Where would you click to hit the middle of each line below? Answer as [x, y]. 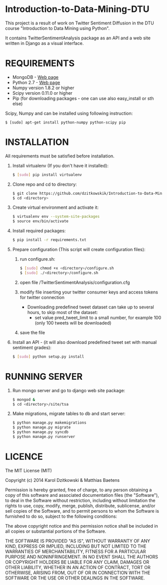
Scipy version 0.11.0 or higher [42, 93]
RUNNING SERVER [44, 376]
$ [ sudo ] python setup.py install [48, 357]
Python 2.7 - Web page [36, 82]
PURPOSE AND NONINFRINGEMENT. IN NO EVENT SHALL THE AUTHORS [82, 557]
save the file [32, 332]
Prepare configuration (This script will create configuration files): [79, 250]
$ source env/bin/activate [40, 221]
